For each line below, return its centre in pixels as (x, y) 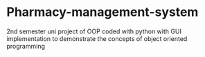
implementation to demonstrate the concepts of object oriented (97, 38)
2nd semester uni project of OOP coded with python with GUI (94, 31)
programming (26, 46)
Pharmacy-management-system (102, 12)
